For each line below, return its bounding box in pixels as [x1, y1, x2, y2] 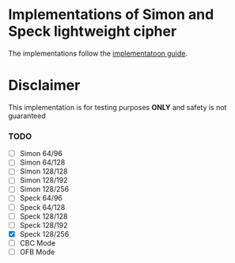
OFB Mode [19, 247, 55, 257]
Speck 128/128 [19, 212, 68, 221]
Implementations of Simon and [8, 6, 214, 24]
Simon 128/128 [19, 166, 68, 176]
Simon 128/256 [19, 185, 70, 194]
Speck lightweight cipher [8, 22, 177, 40]
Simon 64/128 [19, 158, 66, 167]
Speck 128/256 [19, 229, 70, 238]
